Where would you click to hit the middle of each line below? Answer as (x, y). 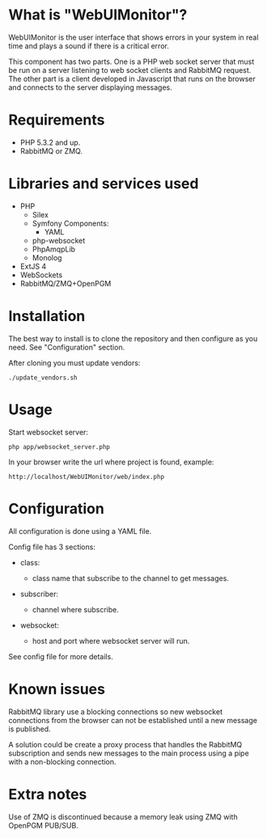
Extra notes (48, 794)
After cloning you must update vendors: (74, 362)
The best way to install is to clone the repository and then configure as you (133, 338)
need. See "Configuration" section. (67, 347)
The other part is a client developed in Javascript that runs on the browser (132, 78)
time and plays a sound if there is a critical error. (89, 45)
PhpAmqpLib (53, 249)
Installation (47, 316)
